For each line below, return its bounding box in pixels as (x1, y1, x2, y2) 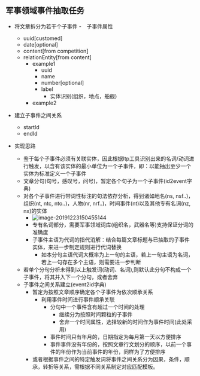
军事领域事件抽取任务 (5, 5, 84, 16)
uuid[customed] (23, 35, 63, 42)
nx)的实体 (23, 207, 47, 214)
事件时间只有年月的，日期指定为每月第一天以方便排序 (50, 333, 181, 340)
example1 (32, 60, 56, 67)
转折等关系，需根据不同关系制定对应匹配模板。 (43, 363, 159, 370)
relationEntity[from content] (23, 53, 92, 61)
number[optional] (41, 79, 84, 86)
